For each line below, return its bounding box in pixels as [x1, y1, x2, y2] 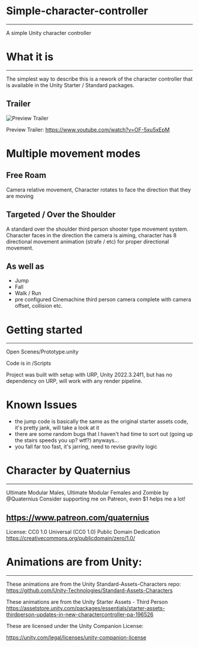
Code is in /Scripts [6, 360, 52, 367]
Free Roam [6, 170, 46, 180]
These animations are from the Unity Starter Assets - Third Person [6, 598, 168, 605]
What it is [6, 50, 54, 63]
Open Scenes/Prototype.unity [6, 348, 79, 355]
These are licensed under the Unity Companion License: [6, 622, 144, 629]
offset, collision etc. [14, 302, 63, 310]
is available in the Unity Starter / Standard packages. [6, 81, 134, 88]
